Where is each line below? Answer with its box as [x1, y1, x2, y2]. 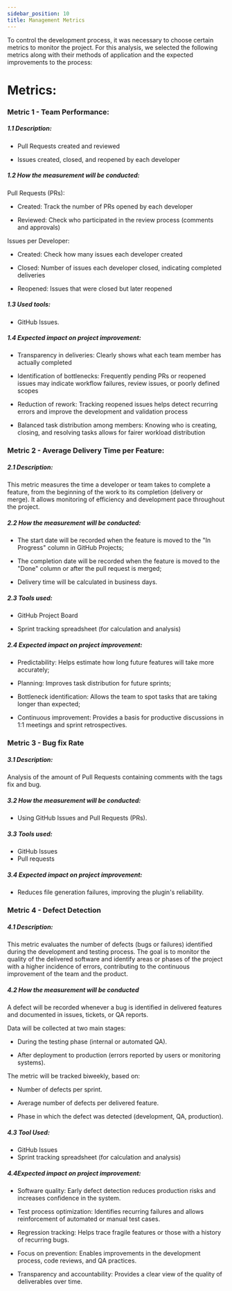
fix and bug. [7, 780, 42, 789]
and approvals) [17, 223, 61, 232]
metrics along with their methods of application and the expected [7, 50, 194, 59]
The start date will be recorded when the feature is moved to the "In [17, 536, 211, 544]
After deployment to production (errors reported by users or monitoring [17, 1050, 221, 1059]
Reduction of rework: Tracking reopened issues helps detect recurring [17, 400, 218, 409]
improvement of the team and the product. [7, 969, 128, 977]
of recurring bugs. [17, 1235, 69, 1244]
